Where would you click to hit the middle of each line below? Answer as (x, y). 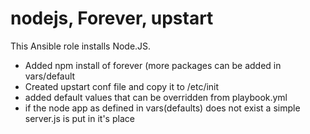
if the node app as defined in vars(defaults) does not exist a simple (162, 108)
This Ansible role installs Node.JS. (81, 46)
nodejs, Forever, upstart (112, 18)
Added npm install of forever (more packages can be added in (153, 65)
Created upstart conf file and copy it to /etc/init (122, 86)
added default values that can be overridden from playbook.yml (156, 97)
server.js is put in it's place (79, 118)
